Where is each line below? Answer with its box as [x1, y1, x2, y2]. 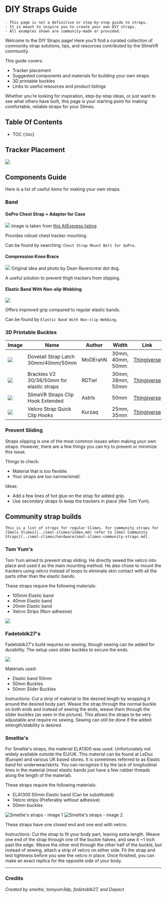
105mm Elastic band [12, 592, 54, 598]
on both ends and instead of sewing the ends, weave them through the [5, 706, 150, 712]
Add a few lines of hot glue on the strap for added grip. [12, 493, 125, 499]
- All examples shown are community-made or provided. [5, 28, 121, 33]
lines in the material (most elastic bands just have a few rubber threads [5, 767, 151, 773]
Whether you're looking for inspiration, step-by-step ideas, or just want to [5, 93, 156, 99]
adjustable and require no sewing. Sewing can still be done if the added [5, 717, 152, 722]
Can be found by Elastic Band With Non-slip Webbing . [5, 316, 118, 322]
